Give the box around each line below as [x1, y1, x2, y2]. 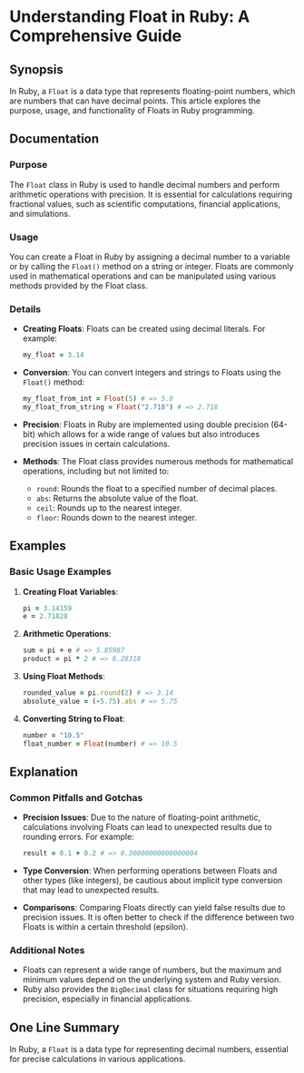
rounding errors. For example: [22, 832, 134, 843]
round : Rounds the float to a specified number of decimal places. [35, 483, 279, 493]
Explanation [9, 764, 79, 779]
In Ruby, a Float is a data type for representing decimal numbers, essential [9, 1044, 289, 1055]
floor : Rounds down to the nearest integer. [35, 512, 198, 522]
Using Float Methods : [22, 671, 106, 682]
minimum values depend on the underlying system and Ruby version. [22, 974, 281, 985]
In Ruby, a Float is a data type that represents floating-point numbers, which [9, 86, 296, 96]
